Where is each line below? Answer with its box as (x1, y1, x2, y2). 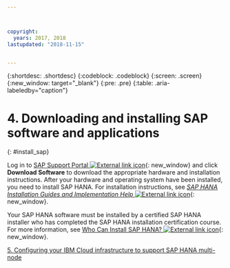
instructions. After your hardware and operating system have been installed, (7, 176, 223, 184)
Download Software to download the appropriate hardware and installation (7, 168, 220, 177)
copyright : (7, 28, 39, 35)
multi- (198, 246, 216, 254)
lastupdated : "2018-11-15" (7, 41, 85, 48)
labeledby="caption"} (7, 87, 68, 95)
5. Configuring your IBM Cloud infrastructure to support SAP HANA (7, 246, 198, 254)
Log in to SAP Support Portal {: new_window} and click (7, 161, 218, 169)
